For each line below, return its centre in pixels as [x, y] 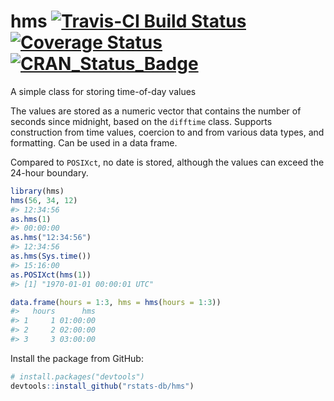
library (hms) [37, 191]
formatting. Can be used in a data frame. [94, 142]
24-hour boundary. [49, 172]
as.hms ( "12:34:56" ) [51, 238]
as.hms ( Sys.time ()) [51, 256]
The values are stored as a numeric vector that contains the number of [156, 111]
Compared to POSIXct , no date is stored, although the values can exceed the [167, 162]
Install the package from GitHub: [77, 358]
